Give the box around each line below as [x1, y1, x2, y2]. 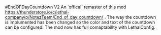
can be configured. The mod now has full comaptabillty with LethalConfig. [5, 24, 156, 30]
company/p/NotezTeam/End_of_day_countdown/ [5, 14, 103, 20]
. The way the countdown [104, 14, 156, 20]
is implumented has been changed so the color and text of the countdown [5, 19, 155, 25]
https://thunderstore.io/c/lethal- [5, 9, 70, 15]
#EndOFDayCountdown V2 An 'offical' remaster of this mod [5, 4, 127, 10]
